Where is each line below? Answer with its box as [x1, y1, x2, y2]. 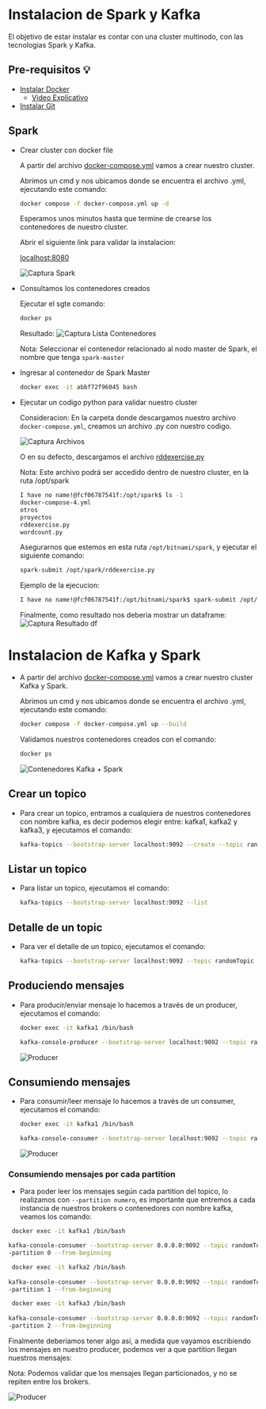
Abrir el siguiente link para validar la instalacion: [19, 238, 177, 247]
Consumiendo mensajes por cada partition [8, 1168, 176, 1179]
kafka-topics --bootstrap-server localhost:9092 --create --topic [19, 840, 244, 848]
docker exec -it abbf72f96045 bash [19, 383, 138, 392]
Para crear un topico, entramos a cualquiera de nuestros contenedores [19, 808, 252, 817]
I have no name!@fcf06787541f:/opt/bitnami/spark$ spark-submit [19, 596, 237, 604]
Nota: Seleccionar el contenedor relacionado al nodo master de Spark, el [19, 344, 257, 354]
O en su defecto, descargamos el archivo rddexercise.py [19, 452, 205, 461]
